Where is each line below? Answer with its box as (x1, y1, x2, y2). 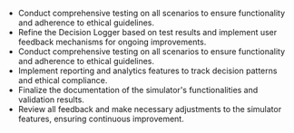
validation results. (17, 94, 84, 105)
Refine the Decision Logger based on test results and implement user (17, 27, 278, 37)
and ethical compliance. (17, 75, 108, 85)
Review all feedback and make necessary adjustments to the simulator (17, 104, 282, 114)
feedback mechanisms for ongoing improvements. (17, 36, 207, 47)
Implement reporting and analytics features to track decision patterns (17, 65, 278, 76)
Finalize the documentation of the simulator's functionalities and (17, 85, 259, 95)
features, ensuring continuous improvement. (17, 113, 184, 124)
